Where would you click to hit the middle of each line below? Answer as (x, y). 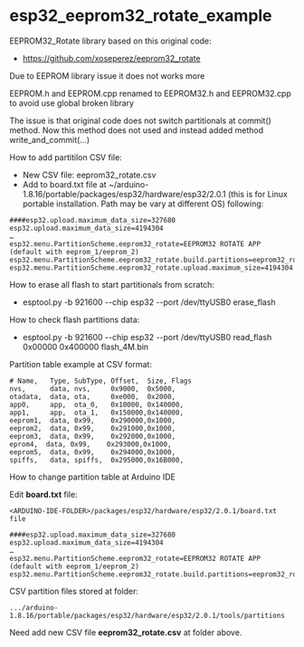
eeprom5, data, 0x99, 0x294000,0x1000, (93, 452)
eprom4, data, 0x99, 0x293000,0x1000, (90, 444)
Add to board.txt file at (64, 184)
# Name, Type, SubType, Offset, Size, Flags (101, 381)
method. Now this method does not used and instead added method (137, 130)
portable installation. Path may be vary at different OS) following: (143, 204)
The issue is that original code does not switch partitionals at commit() (140, 120)
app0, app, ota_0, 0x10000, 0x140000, (96, 404)
